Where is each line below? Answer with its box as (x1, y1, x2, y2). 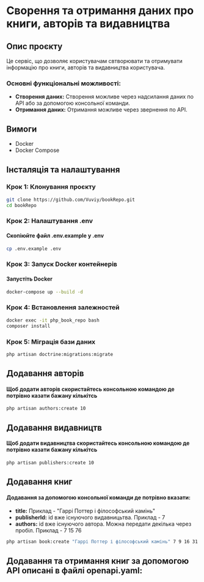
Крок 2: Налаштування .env (6, 217, 93, 225)
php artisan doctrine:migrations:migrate (6, 351, 114, 357)
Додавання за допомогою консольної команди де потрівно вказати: (6, 494, 191, 501)
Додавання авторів (6, 368, 84, 379)
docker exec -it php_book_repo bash (6, 317, 100, 323)
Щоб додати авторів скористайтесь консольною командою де (6, 385, 175, 393)
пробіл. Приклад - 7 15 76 (15, 527, 82, 534)
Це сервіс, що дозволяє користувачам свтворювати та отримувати (6, 58, 183, 64)
